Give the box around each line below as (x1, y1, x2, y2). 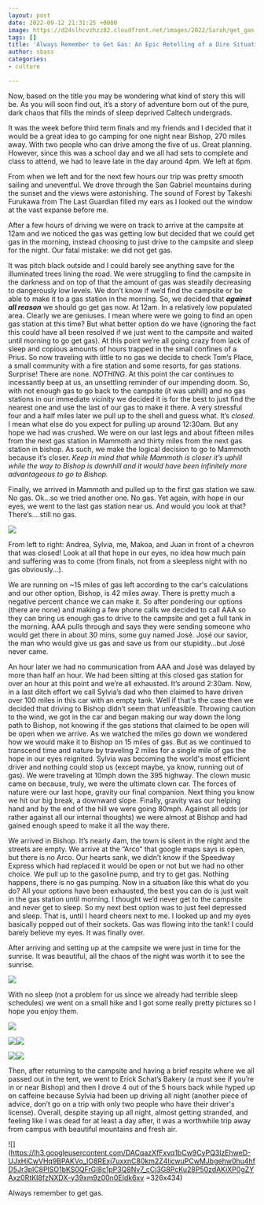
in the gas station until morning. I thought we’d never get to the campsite (8, 894, 243, 904)
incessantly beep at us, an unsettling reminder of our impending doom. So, (8, 377, 250, 387)
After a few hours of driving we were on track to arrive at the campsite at (8, 220, 244, 230)
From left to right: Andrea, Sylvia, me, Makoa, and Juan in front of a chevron (8, 539, 255, 549)
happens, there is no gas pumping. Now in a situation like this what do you (8, 877, 249, 887)
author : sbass (8, 48, 55, 56)
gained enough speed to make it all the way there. (8, 821, 170, 830)
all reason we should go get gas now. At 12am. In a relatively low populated (8, 302, 253, 311)
